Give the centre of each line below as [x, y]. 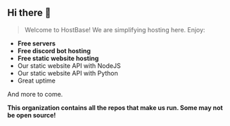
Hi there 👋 [29, 13]
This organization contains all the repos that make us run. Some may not [115, 107]
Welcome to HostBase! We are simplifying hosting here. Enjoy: [115, 29]
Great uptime [37, 80]
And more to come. [35, 94]
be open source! [32, 115]
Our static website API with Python [68, 73]
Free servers [37, 43]
